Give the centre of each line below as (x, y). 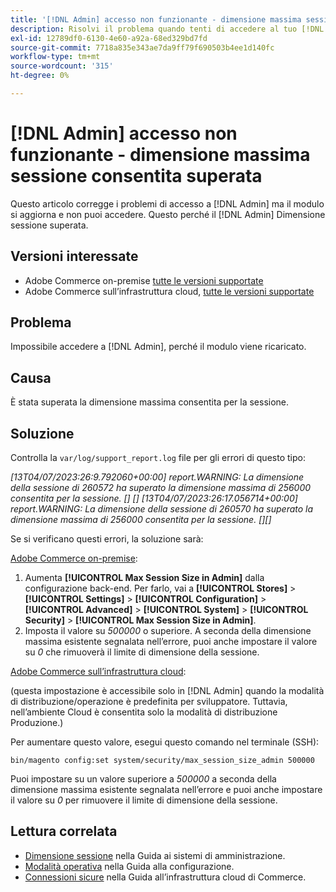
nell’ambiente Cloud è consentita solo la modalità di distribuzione (144, 712)
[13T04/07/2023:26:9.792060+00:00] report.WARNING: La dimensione (157, 477)
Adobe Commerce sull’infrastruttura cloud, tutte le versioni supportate (169, 291)
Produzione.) (37, 723)
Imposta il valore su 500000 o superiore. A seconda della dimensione (168, 631)
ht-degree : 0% (40, 76)
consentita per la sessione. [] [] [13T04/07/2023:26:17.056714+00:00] (154, 498)
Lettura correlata (64, 831)
